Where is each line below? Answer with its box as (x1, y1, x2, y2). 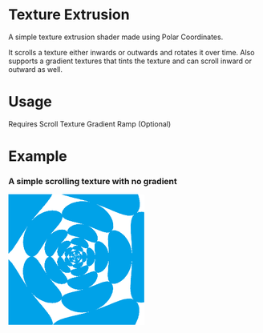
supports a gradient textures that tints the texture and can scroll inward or (8, 56, 253, 66)
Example (8, 147, 67, 166)
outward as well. (8, 64, 63, 74)
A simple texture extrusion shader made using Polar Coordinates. (8, 32, 224, 42)
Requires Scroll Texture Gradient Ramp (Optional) (8, 118, 172, 129)
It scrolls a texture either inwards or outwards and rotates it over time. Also (8, 47, 255, 57)
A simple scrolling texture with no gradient (8, 175, 178, 187)
